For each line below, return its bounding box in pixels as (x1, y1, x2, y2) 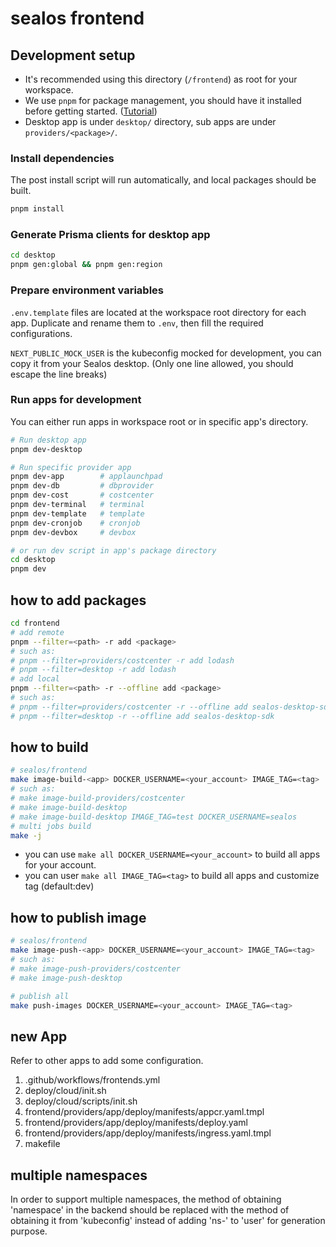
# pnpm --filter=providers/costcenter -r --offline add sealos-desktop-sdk (10, 702, 333, 712)
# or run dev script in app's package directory (10, 545, 217, 556)
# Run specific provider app (10, 462, 132, 472)
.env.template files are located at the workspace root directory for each (10, 306, 307, 318)
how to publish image (10, 909, 147, 926)
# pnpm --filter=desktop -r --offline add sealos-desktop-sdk (10, 711, 275, 721)
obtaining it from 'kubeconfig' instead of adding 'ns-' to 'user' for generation (10, 1215, 326, 1226)
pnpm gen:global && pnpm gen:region (10, 260, 163, 270)
